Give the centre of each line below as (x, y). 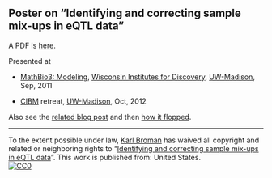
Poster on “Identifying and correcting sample (125, 13)
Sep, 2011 (36, 85)
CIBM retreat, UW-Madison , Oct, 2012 (83, 101)
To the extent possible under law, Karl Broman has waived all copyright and (134, 140)
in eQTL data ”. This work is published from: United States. (104, 157)
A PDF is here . (32, 45)
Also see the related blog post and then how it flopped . (100, 117)
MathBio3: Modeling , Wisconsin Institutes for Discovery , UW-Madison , (137, 77)
